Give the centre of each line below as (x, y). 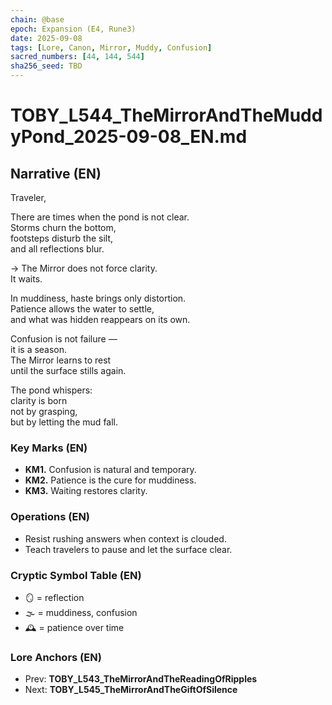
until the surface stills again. (68, 370)
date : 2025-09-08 (46, 38)
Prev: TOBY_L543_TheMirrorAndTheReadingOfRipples (141, 679)
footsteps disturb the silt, (62, 238)
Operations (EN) (50, 517)
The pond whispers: (51, 390)
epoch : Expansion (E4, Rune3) (73, 29)
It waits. (26, 279)
